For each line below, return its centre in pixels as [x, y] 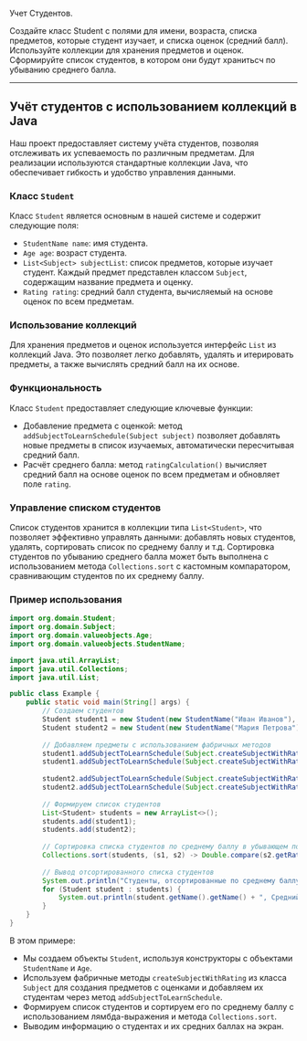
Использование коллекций [73, 325]
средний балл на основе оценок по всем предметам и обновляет [151, 474]
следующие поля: [44, 226]
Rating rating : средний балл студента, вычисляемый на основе [148, 292]
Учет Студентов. [41, 13]
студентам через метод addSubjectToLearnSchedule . [122, 997]
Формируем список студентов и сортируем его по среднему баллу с [158, 1006]
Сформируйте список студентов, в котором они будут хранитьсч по [143, 60]
